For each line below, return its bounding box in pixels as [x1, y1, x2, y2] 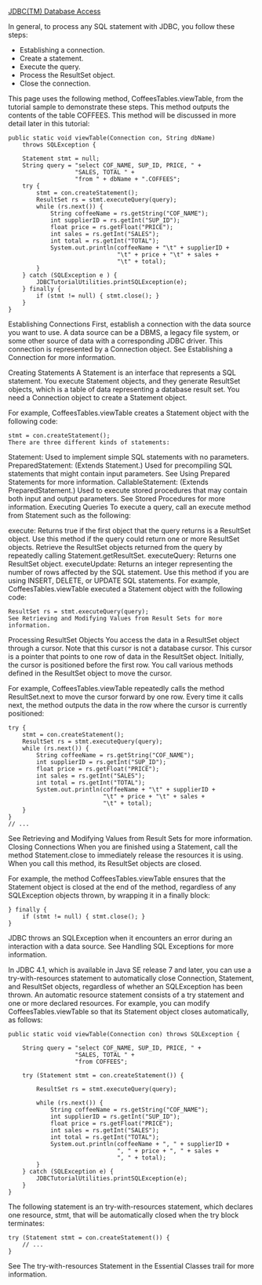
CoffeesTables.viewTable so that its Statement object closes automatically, [8, 1007, 249, 1016]
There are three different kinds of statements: [8, 439, 170, 446]
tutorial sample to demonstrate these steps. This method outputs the [8, 102, 230, 111]
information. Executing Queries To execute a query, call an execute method [8, 502, 251, 511]
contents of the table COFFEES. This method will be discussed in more [8, 111, 237, 120]
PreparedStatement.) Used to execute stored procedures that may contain [8, 486, 248, 495]
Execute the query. [19, 62, 81, 71]
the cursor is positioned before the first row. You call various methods [8, 661, 234, 669]
